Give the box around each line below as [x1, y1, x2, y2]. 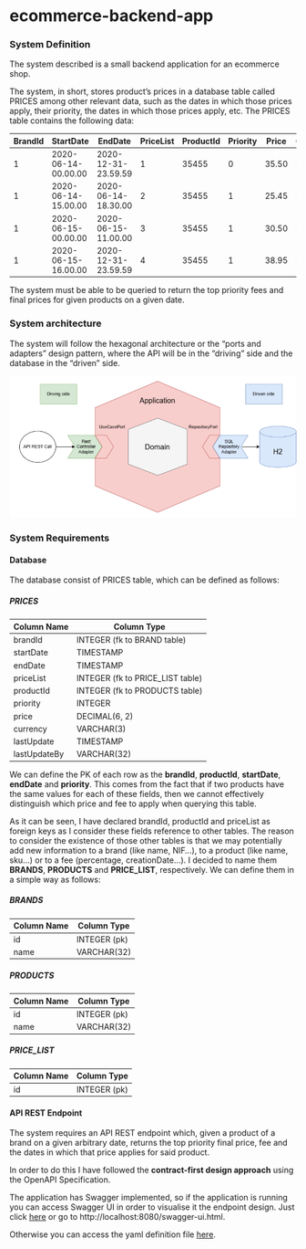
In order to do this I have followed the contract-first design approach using [9, 1165, 294, 1176]
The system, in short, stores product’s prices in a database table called [9, 86, 276, 97]
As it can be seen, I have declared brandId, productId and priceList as [9, 815, 270, 826]
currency [13, 723, 47, 734]
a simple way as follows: [9, 874, 101, 885]
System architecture [9, 317, 102, 330]
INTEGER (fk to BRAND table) [76, 635, 187, 645]
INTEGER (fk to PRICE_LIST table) [76, 672, 203, 683]
